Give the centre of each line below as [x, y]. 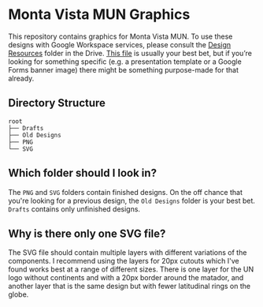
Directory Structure [57, 103]
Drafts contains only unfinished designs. [74, 209]
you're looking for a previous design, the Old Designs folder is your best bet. [132, 200]
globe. [19, 294]
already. [21, 78]
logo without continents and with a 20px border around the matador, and [126, 278]
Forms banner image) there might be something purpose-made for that [123, 69]
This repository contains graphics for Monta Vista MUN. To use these [120, 36]
